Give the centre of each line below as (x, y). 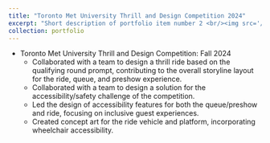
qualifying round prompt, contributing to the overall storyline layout (143, 71)
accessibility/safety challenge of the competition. (113, 96)
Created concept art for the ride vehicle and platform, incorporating (143, 122)
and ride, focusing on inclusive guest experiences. (115, 113)
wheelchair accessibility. (73, 130)
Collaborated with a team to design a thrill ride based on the (131, 62)
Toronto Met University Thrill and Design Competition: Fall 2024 (125, 54)
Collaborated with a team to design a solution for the (119, 88)
